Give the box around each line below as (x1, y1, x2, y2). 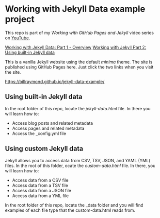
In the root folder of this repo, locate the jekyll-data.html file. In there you (5, 105, 151, 111)
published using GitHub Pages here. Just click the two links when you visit (5, 64, 154, 70)
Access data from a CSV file (12, 177, 69, 183)
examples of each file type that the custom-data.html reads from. (5, 207, 136, 213)
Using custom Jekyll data (5, 145, 83, 153)
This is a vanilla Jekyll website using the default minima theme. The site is (5, 59, 153, 65)
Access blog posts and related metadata (12, 120, 93, 126)
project (5, 14, 35, 25)
